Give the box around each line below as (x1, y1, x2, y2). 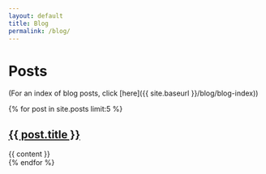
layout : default (8, 11, 63, 20)
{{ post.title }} (8, 127, 81, 142)
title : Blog (8, 19, 49, 28)
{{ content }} (8, 149, 50, 159)
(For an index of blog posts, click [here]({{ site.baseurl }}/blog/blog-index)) (8, 88, 259, 98)
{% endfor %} (8, 158, 55, 168)
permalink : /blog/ (8, 27, 71, 35)
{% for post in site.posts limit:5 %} (8, 104, 123, 114)
